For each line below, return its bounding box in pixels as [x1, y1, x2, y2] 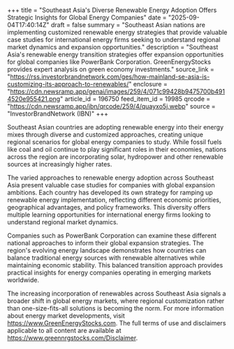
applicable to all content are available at [7, 327, 122, 334]
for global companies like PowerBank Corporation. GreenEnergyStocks [7, 58, 212, 65]
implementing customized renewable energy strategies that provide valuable [7, 28, 228, 36]
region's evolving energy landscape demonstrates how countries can [7, 247, 207, 254]
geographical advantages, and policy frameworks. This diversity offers [7, 203, 211, 211]
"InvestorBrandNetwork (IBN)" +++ [7, 109, 109, 118]
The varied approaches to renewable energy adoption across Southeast [7, 173, 214, 182]
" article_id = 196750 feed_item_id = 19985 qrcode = [59, 95, 211, 103]
